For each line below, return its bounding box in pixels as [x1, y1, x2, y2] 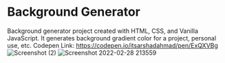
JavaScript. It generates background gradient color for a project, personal [7, 34, 217, 42]
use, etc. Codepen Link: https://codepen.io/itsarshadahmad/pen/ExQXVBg [7, 41, 219, 49]
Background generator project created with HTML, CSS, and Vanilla [7, 27, 198, 35]
